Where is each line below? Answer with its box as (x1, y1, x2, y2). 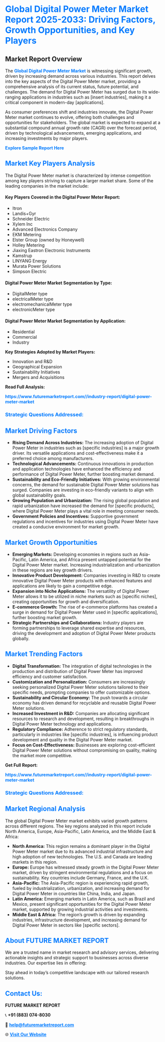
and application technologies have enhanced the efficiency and (12, 466, 141, 472)
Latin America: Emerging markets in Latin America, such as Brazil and (12, 895, 155, 902)
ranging (5, 94, 21, 100)
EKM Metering (12, 232, 42, 238)
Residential (12, 329, 35, 335)
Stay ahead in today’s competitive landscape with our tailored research (5, 970, 149, 976)
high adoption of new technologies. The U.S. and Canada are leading (12, 853, 153, 860)
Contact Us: (5, 989, 43, 997)
